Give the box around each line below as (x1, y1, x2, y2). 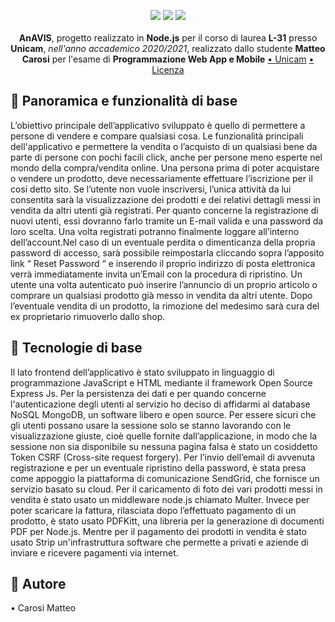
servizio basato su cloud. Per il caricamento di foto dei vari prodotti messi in (10, 483, 323, 495)
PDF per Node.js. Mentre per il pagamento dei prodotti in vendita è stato (10, 525, 307, 537)
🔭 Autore (10, 576, 67, 593)
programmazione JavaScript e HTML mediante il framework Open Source (10, 376, 313, 389)
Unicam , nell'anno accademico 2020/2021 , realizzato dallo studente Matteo (10, 43, 326, 54)
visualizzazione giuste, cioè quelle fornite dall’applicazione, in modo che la (10, 430, 318, 442)
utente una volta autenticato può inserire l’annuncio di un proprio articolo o (10, 278, 318, 290)
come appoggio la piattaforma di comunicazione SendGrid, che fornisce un (10, 472, 320, 484)
